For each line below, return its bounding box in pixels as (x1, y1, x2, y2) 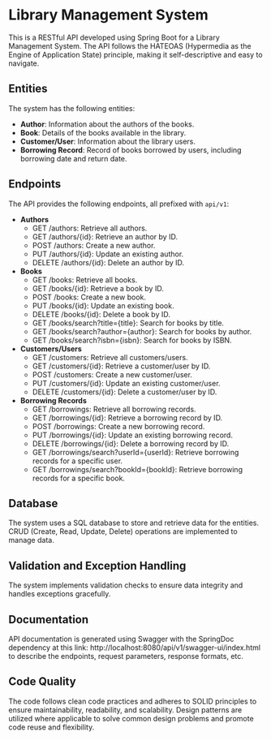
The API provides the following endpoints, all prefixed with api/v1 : (8, 199, 230, 209)
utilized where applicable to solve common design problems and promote (8, 713, 254, 723)
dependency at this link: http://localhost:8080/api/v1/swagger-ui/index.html (8, 643, 261, 652)
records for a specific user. (32, 456, 123, 466)
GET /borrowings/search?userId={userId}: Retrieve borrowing (32, 447, 239, 457)
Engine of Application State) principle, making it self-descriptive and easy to (8, 49, 263, 59)
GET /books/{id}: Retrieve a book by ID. (32, 283, 164, 293)
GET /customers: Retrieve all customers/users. (32, 352, 188, 362)
